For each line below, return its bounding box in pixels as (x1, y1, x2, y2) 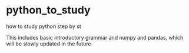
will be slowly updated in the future (6, 40, 91, 47)
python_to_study (6, 3, 91, 17)
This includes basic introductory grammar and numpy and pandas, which (6, 34, 184, 41)
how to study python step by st (6, 23, 81, 30)
